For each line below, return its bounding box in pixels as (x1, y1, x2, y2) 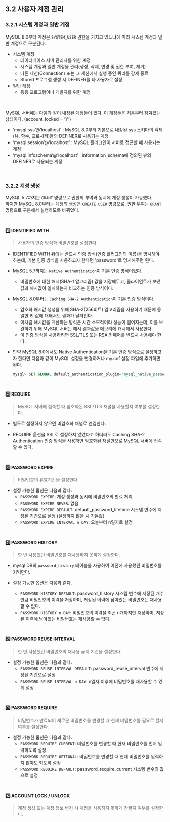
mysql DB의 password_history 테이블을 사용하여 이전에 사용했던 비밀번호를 (12, 562, 162, 568)
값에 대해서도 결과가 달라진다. (35, 312, 94, 318)
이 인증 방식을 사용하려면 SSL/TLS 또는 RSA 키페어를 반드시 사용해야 (20, 332, 156, 338)
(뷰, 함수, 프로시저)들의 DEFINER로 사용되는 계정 (12, 133, 109, 139)
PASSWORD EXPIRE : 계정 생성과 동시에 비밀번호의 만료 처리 (20, 493, 133, 499)
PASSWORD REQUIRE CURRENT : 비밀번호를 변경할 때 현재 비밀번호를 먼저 (20, 740, 157, 746)
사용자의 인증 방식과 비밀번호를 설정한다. (17, 240, 98, 246)
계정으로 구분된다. (10, 40, 46, 46)
